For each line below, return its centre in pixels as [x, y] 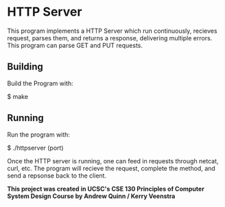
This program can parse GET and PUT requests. [75, 45]
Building [25, 67]
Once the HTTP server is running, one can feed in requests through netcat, [113, 161]
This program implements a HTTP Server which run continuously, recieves [112, 31]
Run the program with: [39, 135]
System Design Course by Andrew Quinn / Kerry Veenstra [91, 196]
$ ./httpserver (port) [35, 148]
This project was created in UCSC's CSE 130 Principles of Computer [106, 189]
